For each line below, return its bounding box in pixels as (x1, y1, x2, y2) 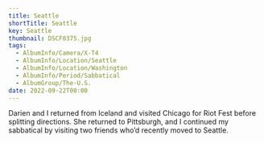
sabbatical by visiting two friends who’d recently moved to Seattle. (8, 125, 229, 135)
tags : (8, 42, 27, 50)
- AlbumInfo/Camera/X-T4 (15, 49, 99, 57)
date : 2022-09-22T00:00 (8, 86, 89, 95)
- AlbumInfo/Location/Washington (15, 64, 128, 72)
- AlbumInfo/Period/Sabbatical (15, 71, 121, 80)
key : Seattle (8, 27, 52, 35)
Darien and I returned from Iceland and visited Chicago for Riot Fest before (8, 108, 256, 118)
